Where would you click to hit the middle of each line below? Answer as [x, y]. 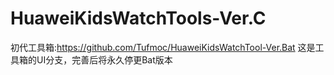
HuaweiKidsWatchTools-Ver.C [138, 18]
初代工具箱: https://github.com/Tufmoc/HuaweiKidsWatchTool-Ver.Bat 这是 [163, 47]
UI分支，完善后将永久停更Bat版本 [104, 59]
